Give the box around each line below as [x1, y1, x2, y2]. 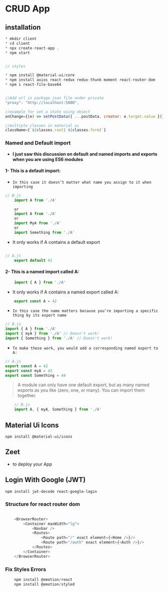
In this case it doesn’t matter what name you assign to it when [12, 180, 151, 185]
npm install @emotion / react [14, 577, 72, 582]
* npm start [5, 50, 30, 55]
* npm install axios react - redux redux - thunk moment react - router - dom [5, 77, 155, 83]
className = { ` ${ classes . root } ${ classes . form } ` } [5, 127, 106, 133]
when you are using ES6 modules [12, 156, 83, 162]
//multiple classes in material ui [5, 123, 79, 128]
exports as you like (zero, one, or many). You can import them [17, 387, 145, 393]
